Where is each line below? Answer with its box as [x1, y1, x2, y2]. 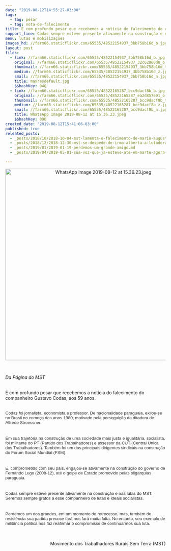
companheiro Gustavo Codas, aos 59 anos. [5, 395, 96, 401]
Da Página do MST [5, 374, 45, 380]
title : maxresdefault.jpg [14, 79, 70, 84]
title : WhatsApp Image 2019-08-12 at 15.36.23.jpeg [14, 112, 126, 117]
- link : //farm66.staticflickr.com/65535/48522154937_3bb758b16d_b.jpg [10, 55, 165, 60]
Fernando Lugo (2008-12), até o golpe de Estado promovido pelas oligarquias [5, 470, 152, 475]
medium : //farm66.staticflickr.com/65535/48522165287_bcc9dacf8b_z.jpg [14, 103, 169, 108]
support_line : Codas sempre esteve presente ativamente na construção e [5, 31, 163, 36]
